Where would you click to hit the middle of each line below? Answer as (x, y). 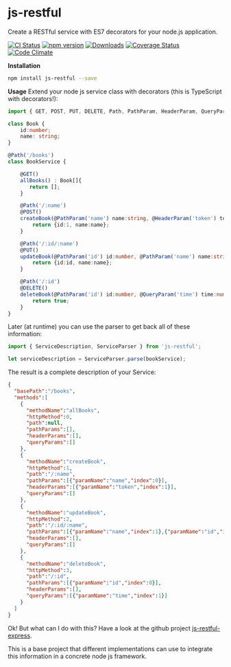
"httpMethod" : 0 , (49, 417)
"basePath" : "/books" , (45, 391)
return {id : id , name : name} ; (72, 263)
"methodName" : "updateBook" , (66, 513)
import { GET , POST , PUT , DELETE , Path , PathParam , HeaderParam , (103, 111)
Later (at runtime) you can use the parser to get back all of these (99, 327)
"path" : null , (45, 423)
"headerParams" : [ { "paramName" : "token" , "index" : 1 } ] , (101, 487)
